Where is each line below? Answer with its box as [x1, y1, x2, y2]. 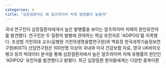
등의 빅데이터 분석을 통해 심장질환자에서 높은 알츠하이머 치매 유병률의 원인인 [14, 51, 162, 57]
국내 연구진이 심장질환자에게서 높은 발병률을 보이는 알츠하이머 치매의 [5, 26, 138, 32]
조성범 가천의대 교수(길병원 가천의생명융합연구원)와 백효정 [11, 38, 124, 45]
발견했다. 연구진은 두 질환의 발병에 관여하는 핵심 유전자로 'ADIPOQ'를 [10, 32, 145, 38]
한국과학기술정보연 [124, 38, 161, 45]
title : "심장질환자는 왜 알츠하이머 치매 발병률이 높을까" [5, 12, 108, 17]
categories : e [5, 7, 35, 12]
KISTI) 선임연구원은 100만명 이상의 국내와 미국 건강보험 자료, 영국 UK [14, 45, 149, 51]
